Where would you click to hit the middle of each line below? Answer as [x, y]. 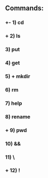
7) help [14, 103]
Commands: [24, 8]
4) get [13, 63]
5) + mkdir [18, 76]
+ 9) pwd [16, 130]
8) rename [18, 116]
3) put [13, 50]
